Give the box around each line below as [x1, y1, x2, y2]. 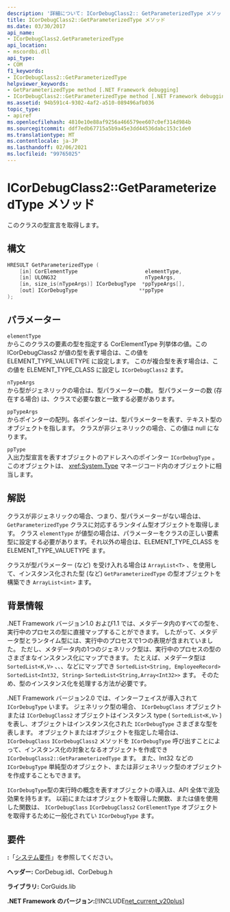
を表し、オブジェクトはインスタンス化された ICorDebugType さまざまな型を [7, 720, 218, 728]
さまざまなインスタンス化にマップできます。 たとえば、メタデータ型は [7, 654, 206, 662]
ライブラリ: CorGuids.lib [7, 882, 76, 891]
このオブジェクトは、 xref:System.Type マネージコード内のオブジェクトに [7, 461, 216, 470]
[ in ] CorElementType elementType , [19, 268, 183, 275]
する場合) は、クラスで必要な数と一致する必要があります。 [12, 394, 179, 402]
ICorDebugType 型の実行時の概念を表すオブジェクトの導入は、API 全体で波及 [7, 786, 220, 794]
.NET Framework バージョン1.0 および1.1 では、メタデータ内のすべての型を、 [7, 619, 222, 628]
